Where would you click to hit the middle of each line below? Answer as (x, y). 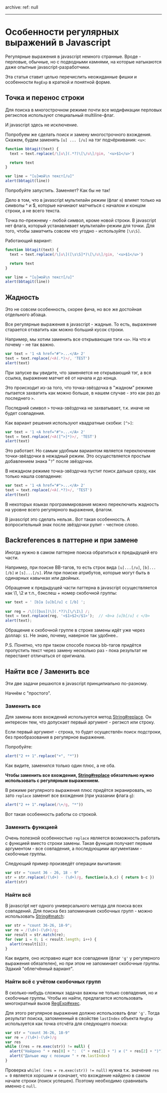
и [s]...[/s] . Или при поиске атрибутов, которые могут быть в (83, 572)
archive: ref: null (22, 7)
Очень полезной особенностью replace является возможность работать (83, 838)
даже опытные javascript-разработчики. (48, 67)
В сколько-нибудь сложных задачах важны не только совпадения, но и (81, 993)
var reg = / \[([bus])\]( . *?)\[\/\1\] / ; (48, 611)
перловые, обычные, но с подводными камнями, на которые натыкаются (83, 61)
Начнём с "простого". (28, 693)
